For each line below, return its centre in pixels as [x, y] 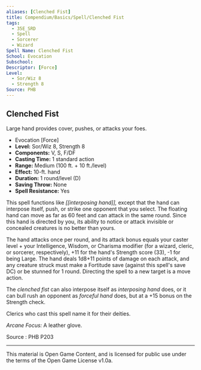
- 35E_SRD [24, 28]
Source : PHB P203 [30, 336]
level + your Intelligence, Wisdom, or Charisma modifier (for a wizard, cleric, [100, 245]
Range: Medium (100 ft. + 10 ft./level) [61, 165]
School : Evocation [29, 56]
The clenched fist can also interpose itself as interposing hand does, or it [96, 289]
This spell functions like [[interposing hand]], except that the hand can [93, 202]
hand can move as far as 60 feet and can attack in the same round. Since [96, 215]
